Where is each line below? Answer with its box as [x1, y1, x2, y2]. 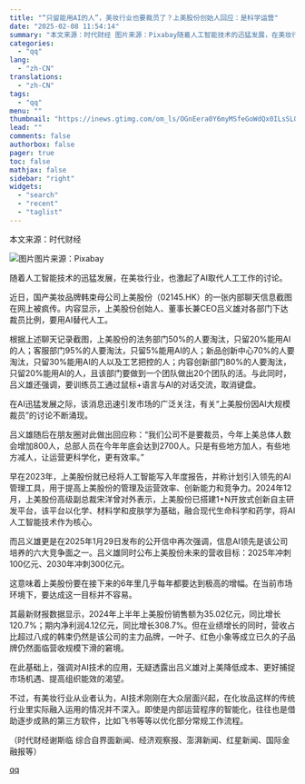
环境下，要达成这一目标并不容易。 [9, 589, 137, 600]
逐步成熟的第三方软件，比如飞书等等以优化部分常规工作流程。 [16, 715, 248, 726]
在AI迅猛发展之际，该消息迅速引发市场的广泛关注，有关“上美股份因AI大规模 [9, 398, 291, 409]
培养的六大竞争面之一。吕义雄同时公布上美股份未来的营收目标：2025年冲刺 [9, 547, 292, 558]
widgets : [9, 183, 43, 192]
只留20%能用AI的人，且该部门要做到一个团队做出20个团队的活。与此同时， [9, 367, 291, 378]
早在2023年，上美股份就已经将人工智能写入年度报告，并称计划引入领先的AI [9, 471, 291, 481]
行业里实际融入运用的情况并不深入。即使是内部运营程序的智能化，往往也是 [9, 703, 288, 714]
